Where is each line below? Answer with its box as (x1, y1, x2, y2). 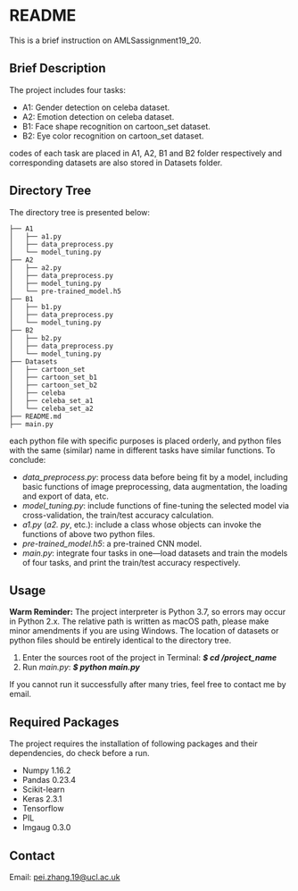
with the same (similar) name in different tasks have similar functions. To (9, 444, 276, 456)
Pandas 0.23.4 (21, 775, 77, 786)
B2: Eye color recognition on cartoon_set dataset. (21, 130, 204, 141)
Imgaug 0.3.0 (21, 822, 71, 833)
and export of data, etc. (21, 491, 109, 501)
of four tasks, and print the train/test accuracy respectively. (21, 557, 241, 567)
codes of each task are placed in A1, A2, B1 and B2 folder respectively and (9, 147, 283, 158)
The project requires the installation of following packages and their (9, 738, 258, 749)
